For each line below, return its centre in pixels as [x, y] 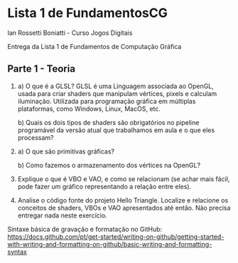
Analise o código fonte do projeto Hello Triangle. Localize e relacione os [123, 200]
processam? [36, 137]
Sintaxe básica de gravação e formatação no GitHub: [85, 229]
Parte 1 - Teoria [42, 69]
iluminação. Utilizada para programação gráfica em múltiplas [107, 101]
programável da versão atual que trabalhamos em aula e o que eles [116, 130]
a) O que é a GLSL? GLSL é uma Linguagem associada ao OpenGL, [116, 86]
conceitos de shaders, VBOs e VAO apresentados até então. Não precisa [124, 208]
